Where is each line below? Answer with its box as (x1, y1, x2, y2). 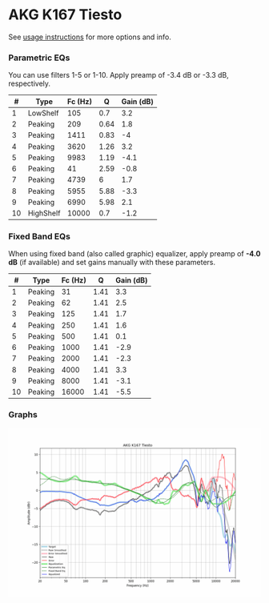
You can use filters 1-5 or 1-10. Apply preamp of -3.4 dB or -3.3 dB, (8, 70, 230, 80)
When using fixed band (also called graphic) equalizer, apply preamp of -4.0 (8, 249, 261, 259)
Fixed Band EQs (8, 231, 70, 242)
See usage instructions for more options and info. (8, 32, 172, 42)
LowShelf (27, 108, 59, 118)
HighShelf (27, 208, 61, 218)
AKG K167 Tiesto (8, 6, 122, 24)
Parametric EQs (8, 52, 70, 63)
